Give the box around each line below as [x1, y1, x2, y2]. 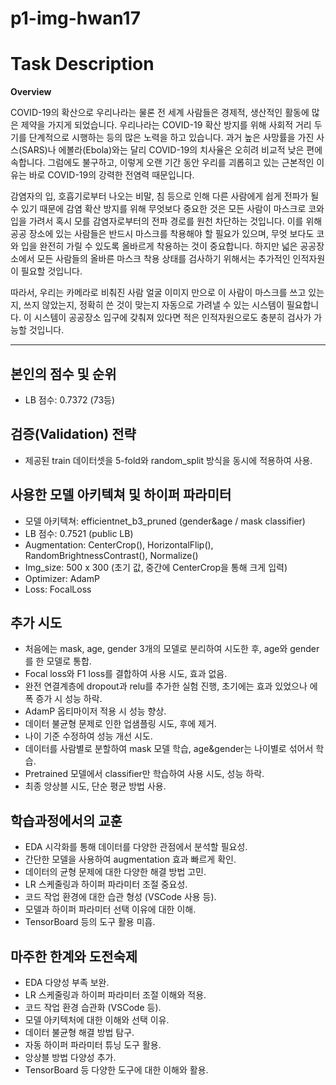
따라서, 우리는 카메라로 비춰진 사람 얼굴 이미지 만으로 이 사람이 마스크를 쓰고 [10, 287, 307, 299]
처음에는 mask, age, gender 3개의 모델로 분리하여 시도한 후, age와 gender [24, 643, 320, 655]
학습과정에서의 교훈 [10, 812, 123, 829]
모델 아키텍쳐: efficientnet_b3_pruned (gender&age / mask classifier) [24, 515, 306, 527]
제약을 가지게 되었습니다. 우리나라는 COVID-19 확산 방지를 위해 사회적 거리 [20, 119, 312, 131]
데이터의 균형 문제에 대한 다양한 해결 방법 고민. [24, 866, 207, 878]
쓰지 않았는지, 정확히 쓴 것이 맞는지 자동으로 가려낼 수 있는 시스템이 [23, 299, 285, 311]
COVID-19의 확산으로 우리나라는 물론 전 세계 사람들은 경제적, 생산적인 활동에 [10, 107, 310, 119]
